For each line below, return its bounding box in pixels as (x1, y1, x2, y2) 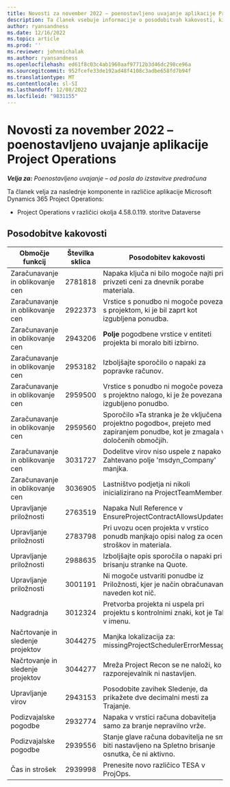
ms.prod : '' (7, 42, 41, 49)
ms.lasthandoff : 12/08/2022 (7, 86, 88, 93)
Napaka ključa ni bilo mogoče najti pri (103, 268, 224, 278)
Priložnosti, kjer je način (103, 579, 180, 589)
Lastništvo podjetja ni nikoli (103, 479, 190, 489)
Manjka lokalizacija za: (103, 631, 175, 641)
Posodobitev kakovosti (129, 252, 205, 262)
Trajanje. (103, 701, 131, 710)
